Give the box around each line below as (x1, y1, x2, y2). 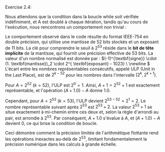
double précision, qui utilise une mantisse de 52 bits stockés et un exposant (5, 39, 159, 45)
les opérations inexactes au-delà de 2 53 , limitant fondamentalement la (5, 135, 147, 142)
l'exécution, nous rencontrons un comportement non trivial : (5, 24, 127, 30)
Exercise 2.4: (5, 4, 32, 10)
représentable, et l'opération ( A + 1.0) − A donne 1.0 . (5, 87, 111, 93)
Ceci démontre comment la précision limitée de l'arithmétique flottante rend (5, 130, 159, 136)
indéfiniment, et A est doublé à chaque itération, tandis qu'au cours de (5, 19, 148, 25)
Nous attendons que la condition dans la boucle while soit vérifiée (5, 14, 139, 19)
